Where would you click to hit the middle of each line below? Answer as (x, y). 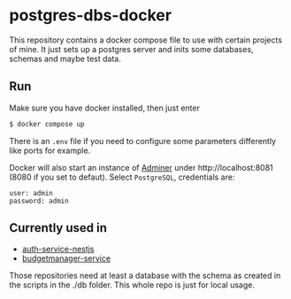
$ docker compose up (47, 124)
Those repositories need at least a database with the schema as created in (145, 276)
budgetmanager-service (66, 258)
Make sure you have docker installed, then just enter (105, 108)
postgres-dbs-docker (91, 15)
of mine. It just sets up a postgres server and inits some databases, (131, 49)
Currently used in (58, 228)
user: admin (31, 193)
